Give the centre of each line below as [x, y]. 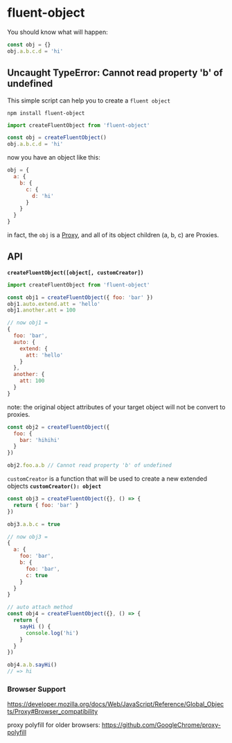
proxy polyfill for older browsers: [54, 725]
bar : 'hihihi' [40, 440]
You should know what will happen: [58, 32]
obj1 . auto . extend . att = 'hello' [54, 304]
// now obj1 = [28, 323]
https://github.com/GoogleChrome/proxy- [161, 725]
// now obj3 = [28, 537]
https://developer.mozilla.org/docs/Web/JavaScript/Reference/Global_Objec [116, 704]
